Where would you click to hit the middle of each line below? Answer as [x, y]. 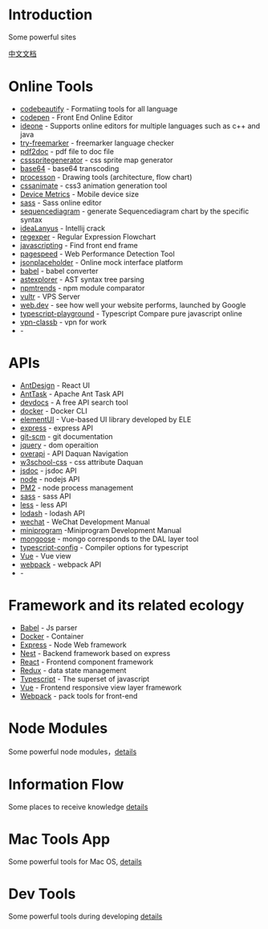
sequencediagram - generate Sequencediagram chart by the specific [134, 211]
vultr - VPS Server [50, 296]
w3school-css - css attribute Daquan [81, 462]
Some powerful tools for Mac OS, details [75, 862]
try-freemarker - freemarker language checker [97, 143]
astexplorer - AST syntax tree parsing [82, 279]
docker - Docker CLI [54, 410]
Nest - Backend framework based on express [95, 653]
